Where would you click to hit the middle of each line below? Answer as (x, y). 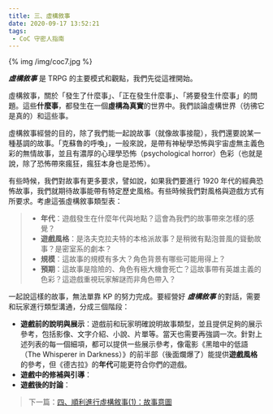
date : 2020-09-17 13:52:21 (54, 24)
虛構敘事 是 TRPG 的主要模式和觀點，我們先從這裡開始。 (103, 79)
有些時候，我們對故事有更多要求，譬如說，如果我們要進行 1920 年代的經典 (132, 181)
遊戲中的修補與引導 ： (56, 375)
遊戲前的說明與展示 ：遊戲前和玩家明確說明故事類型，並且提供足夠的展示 (141, 324)
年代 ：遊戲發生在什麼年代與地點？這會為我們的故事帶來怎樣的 (144, 218)
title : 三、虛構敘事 (39, 16)
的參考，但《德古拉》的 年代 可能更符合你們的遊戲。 (106, 364)
